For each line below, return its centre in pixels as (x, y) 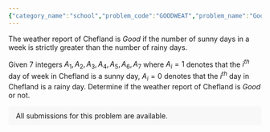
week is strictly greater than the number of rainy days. (98, 47)
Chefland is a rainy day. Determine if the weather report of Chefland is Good (135, 86)
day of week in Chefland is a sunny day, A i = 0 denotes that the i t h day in (129, 76)
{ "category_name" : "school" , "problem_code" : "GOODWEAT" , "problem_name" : (129, 16)
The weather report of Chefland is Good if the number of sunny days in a (129, 39)
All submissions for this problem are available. (92, 115)
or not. (19, 95)
